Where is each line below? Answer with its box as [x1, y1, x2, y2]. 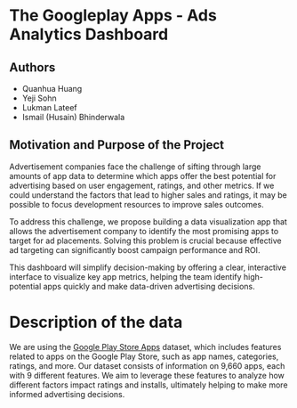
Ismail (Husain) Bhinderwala [21, 112, 125, 122]
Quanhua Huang [21, 84, 83, 94]
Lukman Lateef [21, 102, 77, 112]
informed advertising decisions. [9, 388, 125, 399]
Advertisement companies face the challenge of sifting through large [9, 161, 261, 172]
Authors [9, 60, 56, 75]
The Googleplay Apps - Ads [9, 5, 218, 26]
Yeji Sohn [21, 93, 58, 103]
